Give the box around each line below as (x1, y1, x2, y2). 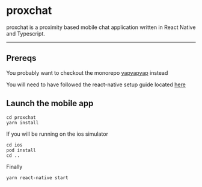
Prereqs (6, 53, 37, 63)
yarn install (6, 119, 39, 125)
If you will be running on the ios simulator (6, 130, 108, 138)
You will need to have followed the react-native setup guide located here (6, 81, 186, 88)
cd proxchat (6, 114, 36, 121)
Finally (6, 163, 23, 170)
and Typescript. (6, 30, 45, 37)
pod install (6, 147, 36, 153)
